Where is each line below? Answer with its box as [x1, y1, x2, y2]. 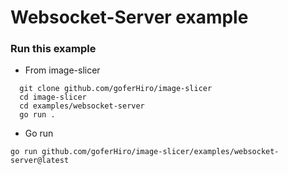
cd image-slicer [19, 92, 87, 103]
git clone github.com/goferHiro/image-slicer [19, 84, 213, 94]
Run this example [10, 42, 97, 56]
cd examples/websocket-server [19, 101, 145, 111]
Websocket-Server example [10, 6, 249, 29]
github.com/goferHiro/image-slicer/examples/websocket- [41, 147, 280, 157]
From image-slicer [24, 64, 101, 76]
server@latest [10, 156, 70, 166]
